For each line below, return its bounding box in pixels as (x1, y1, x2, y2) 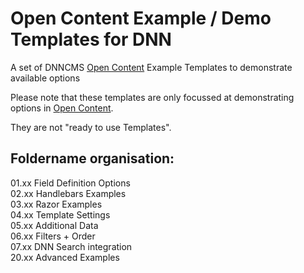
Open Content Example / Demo (10, 7, 272, 30)
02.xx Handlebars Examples (10, 187, 127, 199)
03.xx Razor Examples (10, 198, 103, 210)
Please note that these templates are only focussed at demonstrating (10, 91, 295, 103)
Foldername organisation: (10, 150, 175, 167)
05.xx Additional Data (10, 219, 99, 231)
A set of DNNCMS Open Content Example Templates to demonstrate (10, 61, 293, 73)
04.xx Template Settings (10, 208, 111, 221)
